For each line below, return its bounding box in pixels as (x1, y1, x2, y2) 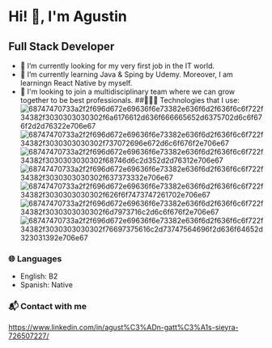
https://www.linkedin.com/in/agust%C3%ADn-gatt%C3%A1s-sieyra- (8, 322, 239, 332)
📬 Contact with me (8, 301, 87, 312)
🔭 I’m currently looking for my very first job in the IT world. (19, 61, 215, 70)
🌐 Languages (8, 253, 62, 264)
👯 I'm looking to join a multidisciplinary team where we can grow (19, 87, 236, 96)
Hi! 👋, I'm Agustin (8, 7, 127, 26)
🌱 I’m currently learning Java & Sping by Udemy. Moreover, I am (19, 70, 233, 79)
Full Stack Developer (8, 40, 115, 53)
